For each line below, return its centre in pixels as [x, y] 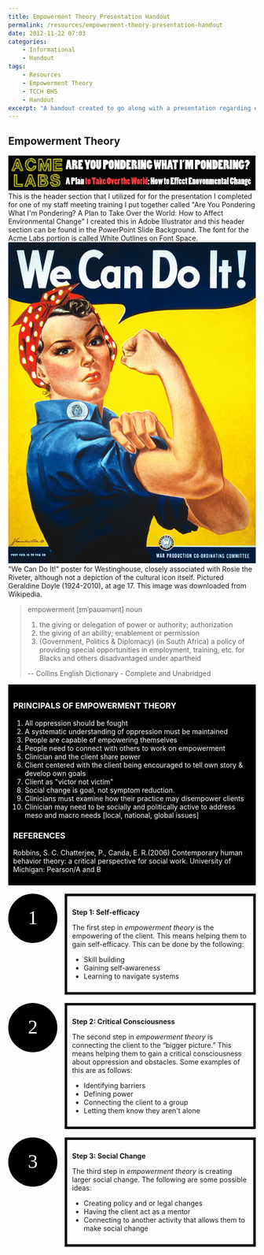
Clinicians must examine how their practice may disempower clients [135, 798]
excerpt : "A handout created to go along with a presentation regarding [130, 108]
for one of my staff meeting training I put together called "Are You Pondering [132, 204]
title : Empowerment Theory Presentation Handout [89, 17]
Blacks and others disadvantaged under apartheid [120, 659]
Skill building [104, 960]
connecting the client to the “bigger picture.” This [152, 1045]
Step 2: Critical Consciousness [123, 1021]
